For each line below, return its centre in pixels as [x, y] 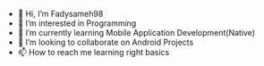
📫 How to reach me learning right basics [94, 52]
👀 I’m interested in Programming [77, 23]
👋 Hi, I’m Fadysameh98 [60, 14]
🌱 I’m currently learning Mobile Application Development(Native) [136, 33]
